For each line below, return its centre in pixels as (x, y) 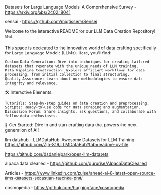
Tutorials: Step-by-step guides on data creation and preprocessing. (77, 103)
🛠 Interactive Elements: (29, 92)
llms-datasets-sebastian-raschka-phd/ (44, 178)
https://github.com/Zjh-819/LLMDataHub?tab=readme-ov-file (67, 145)
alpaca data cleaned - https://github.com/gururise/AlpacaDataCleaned (76, 163)
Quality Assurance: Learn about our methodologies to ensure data (74, 79)
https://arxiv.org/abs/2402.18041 (38, 12)
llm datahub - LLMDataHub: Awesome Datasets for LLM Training (70, 140)
